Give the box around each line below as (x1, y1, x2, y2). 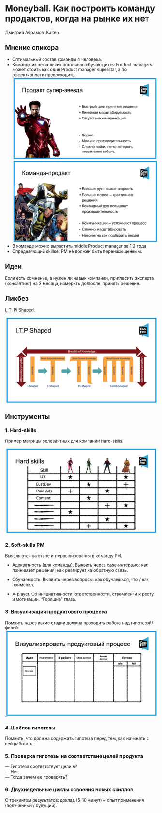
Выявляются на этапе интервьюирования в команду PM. (5, 553, 122, 559)
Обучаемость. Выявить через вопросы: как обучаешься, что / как (12, 576, 149, 583)
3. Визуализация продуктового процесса (5, 609, 107, 615)
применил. (12, 582, 35, 588)
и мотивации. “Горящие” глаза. (12, 596, 76, 602)
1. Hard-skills (5, 427, 36, 434)
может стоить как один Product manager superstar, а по (12, 67, 127, 72)
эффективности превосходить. (12, 71, 76, 78)
